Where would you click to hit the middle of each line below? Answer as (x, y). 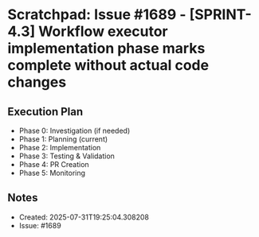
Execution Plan (45, 112)
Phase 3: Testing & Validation (67, 156)
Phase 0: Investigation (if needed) (75, 130)
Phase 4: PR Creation (54, 164)
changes (37, 82)
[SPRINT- (220, 15)
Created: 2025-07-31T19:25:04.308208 (84, 217)
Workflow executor (103, 31)
